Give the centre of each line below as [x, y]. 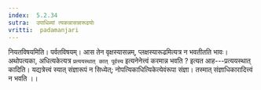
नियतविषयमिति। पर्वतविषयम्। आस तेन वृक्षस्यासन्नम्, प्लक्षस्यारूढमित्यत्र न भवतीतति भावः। [118, 52]
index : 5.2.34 [33, 15]
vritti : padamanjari [44, 30]
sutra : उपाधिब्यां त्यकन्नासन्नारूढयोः [51, 23]
